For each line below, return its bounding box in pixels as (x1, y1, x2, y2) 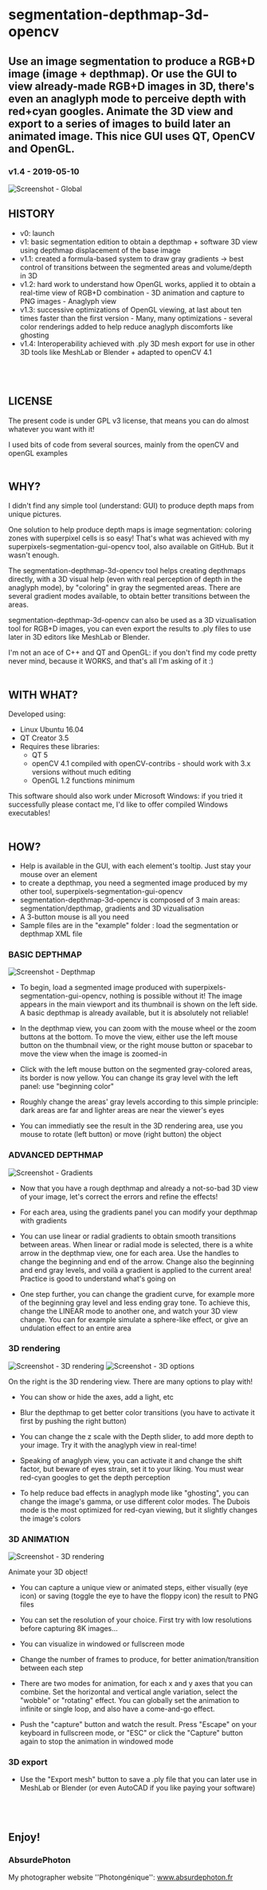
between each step (19, 1663, 84, 1673)
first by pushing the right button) (19, 1416, 128, 1425)
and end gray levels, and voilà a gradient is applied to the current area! (19, 1265, 252, 1274)
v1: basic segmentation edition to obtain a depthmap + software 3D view (19, 237, 257, 246)
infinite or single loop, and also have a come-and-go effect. (19, 1705, 215, 1714)
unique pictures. (8, 509, 62, 519)
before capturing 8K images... (19, 1624, 118, 1633)
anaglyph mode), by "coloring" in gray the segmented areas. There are (8, 583, 241, 592)
